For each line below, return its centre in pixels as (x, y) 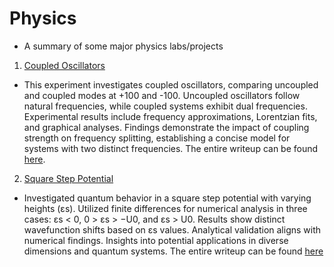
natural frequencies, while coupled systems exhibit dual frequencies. (165, 106)
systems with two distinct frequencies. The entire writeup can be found (171, 148)
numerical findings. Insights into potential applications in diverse (156, 240)
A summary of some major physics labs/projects (123, 46)
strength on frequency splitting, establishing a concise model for (157, 138)
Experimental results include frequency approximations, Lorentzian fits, (170, 116)
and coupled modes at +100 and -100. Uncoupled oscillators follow (162, 95)
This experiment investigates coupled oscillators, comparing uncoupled (171, 84)
